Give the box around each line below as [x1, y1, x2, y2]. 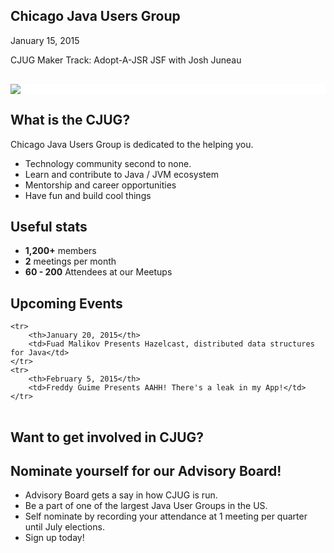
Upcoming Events [10, 295, 123, 312]
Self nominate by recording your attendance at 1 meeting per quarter [24, 510, 308, 523]
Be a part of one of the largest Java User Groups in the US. [24, 500, 268, 512]
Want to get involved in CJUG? [10, 429, 205, 446]
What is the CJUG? [10, 112, 131, 129]
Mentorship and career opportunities [24, 179, 177, 191]
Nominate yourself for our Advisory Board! [10, 463, 282, 480]
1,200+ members [24, 245, 97, 257]
